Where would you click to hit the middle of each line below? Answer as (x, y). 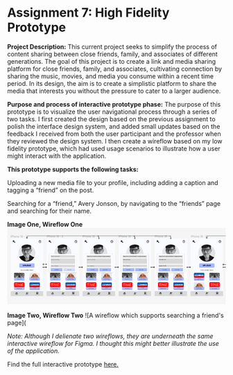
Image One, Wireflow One (45, 224)
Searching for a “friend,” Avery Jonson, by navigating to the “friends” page (114, 203)
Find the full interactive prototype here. (63, 365)
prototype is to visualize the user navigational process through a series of (112, 112)
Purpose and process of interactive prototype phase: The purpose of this (114, 104)
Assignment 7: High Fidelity (88, 13)
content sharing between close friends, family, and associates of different (113, 54)
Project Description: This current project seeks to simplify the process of (112, 46)
